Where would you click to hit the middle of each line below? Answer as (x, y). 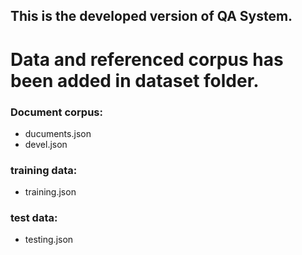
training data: (44, 170)
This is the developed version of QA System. (151, 16)
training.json (50, 192)
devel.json (46, 144)
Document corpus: (56, 112)
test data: (34, 218)
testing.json (49, 240)
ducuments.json (58, 133)
